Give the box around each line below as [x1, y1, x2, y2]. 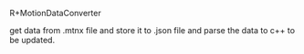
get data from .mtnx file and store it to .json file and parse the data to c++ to [9, 25, 295, 35]
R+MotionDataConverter [9, 8, 102, 18]
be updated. [9, 35, 56, 45]
